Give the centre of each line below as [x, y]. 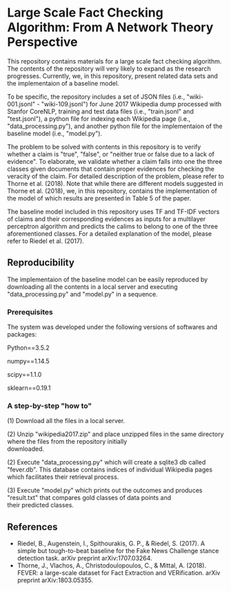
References [32, 527]
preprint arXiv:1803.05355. [55, 580]
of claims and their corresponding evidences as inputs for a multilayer [106, 218]
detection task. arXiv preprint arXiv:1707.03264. [85, 559]
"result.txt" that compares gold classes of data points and [89, 498]
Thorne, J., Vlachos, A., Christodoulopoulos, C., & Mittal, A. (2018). [112, 565]
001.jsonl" [21, 104]
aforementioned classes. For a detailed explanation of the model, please [110, 234]
